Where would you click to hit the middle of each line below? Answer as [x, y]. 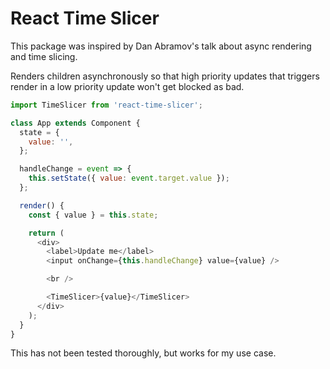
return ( [46, 233]
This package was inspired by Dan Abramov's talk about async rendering [161, 46]
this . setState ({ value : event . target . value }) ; [129, 178]
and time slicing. [44, 56]
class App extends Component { [75, 123]
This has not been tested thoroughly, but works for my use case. [143, 353]
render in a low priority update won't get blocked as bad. [127, 86]
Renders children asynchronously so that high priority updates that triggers [165, 76]
